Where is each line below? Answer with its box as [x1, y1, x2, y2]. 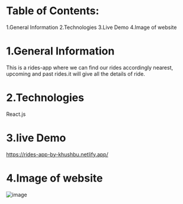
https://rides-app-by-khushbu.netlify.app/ [6, 151, 108, 158]
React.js [6, 111, 26, 118]
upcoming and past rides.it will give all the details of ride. [6, 70, 145, 77]
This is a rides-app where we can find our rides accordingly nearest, [6, 64, 174, 71]
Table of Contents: [6, 4, 99, 18]
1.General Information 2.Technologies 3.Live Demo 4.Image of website [6, 24, 177, 31]
